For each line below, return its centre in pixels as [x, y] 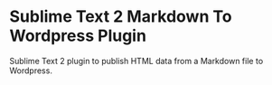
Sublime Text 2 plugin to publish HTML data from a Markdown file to [136, 61]
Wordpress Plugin [78, 36]
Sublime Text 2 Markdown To [121, 17]
